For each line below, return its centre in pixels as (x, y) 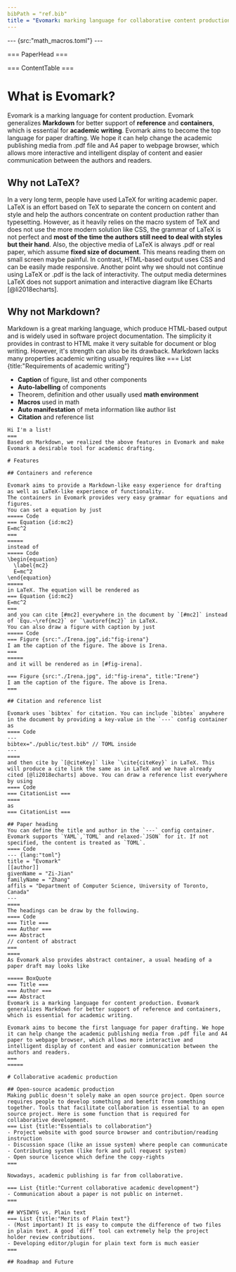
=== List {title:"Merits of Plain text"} (69, 1219)
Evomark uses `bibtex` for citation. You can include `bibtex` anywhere (116, 713)
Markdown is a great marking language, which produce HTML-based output (117, 329)
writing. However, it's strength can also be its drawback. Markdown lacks (113, 351)
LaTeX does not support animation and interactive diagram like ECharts (110, 282)
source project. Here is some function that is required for (99, 1114)
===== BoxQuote (29, 979)
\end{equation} (29, 578)
